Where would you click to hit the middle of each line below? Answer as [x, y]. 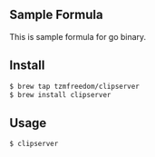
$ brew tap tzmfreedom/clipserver [75, 86]
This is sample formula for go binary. [78, 36]
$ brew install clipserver [60, 94]
